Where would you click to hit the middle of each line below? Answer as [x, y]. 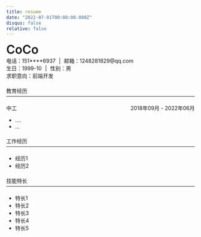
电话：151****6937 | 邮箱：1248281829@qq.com [70, 61]
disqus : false [24, 23]
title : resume [24, 12]
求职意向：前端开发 [30, 76]
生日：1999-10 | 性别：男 [39, 68]
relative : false [26, 28]
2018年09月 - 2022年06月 [163, 108]
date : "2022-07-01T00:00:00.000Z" [49, 17]
